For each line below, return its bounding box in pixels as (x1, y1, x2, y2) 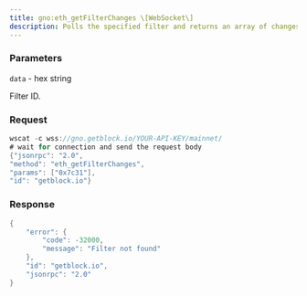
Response (9, 198, 55, 211)
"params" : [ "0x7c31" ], (9, 168, 96, 177)
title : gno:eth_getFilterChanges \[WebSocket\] (9, 13, 195, 23)
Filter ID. (9, 90, 41, 101)
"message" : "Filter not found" (42, 244, 162, 254)
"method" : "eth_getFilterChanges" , (9, 159, 145, 169)
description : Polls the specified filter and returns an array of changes (9, 22, 301, 31)
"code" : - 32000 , (42, 236, 104, 245)
